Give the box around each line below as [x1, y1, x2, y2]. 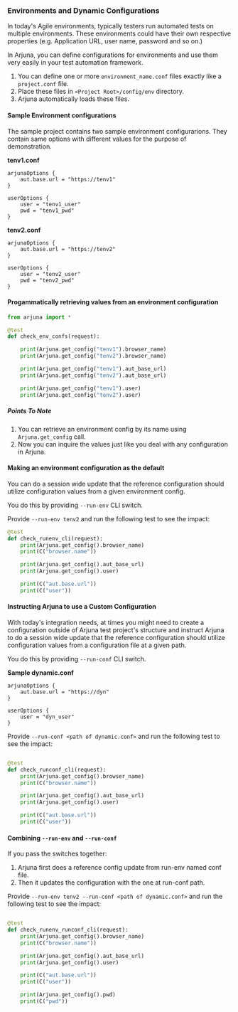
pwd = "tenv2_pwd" [20, 277, 75, 284]
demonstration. [7, 142, 52, 151]
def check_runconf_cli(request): [7, 766, 107, 773]
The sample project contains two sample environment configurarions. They [7, 127, 227, 135]
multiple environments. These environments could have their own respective [7, 29, 232, 38]
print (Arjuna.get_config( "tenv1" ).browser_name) [20, 346, 167, 353]
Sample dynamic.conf [7, 668, 75, 677]
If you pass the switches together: [7, 849, 107, 858]
